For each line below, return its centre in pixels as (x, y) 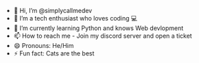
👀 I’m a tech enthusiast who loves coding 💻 (75, 18)
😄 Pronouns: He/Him (44, 46)
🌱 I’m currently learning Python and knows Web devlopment (98, 28)
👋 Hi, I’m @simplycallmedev (53, 11)
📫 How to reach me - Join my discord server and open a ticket (103, 36)
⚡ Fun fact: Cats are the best (54, 53)
